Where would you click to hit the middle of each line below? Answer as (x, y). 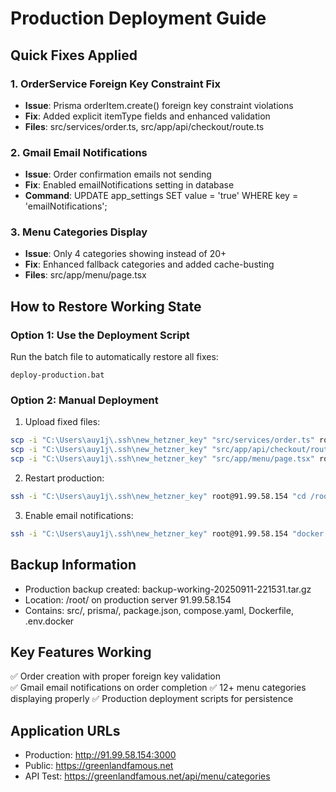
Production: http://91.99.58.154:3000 (100, 755)
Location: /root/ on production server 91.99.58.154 (128, 599)
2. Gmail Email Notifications (79, 152)
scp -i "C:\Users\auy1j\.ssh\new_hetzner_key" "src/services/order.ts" (162, 440)
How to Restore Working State (106, 306)
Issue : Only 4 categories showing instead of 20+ (125, 254)
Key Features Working (81, 652)
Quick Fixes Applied (74, 55)
